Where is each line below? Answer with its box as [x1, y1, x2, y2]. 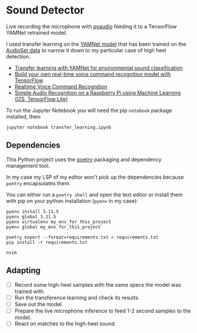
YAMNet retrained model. [6, 29, 67, 36]
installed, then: [6, 113, 42, 120]
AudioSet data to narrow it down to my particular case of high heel [6, 46, 167, 53]
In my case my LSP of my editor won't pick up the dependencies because [6, 174, 184, 181]
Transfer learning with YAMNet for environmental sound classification [14, 64, 183, 71]
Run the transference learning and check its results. [14, 294, 140, 301]
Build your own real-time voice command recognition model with [14, 70, 171, 77]
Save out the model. [14, 300, 63, 308]
